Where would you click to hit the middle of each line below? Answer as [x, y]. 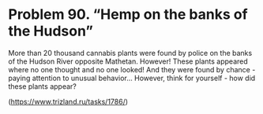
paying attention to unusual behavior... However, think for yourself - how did [132, 78]
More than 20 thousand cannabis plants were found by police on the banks [130, 53]
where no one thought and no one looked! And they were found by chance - [132, 69]
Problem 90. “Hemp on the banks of [128, 15]
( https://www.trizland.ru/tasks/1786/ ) [68, 101]
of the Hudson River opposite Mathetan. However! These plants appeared [128, 61]
